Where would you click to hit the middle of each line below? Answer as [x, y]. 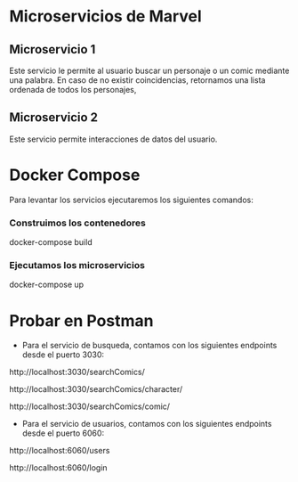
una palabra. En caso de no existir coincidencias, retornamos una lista [137, 80]
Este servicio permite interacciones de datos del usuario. [113, 139]
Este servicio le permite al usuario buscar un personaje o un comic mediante [149, 70]
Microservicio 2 [54, 118]
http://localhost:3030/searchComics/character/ [96, 389]
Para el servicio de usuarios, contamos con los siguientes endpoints [147, 424]
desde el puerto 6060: [63, 433]
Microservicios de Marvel [105, 16]
